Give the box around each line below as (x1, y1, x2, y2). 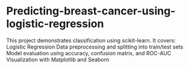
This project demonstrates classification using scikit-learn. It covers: (6, 37, 176, 44)
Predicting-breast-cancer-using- (6, 4, 176, 18)
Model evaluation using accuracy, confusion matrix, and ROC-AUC (6, 49, 172, 56)
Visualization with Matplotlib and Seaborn (6, 56, 110, 63)
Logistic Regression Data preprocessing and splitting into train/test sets (6, 43, 184, 50)
